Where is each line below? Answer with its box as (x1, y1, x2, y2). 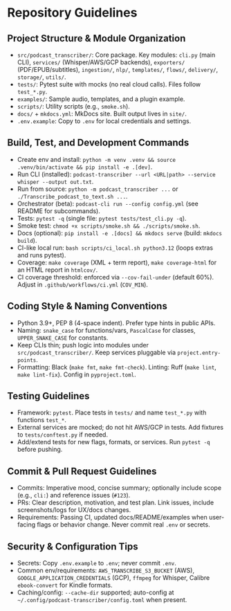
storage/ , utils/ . (17, 73, 67, 81)
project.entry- (177, 349, 221, 356)
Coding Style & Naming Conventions (7, 300, 167, 312)
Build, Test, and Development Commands (7, 137, 190, 149)
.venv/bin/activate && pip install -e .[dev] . (17, 163, 153, 171)
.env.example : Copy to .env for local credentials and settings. (17, 117, 192, 125)
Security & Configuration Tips (7, 540, 138, 552)
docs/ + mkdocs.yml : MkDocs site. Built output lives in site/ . (17, 109, 187, 118)
